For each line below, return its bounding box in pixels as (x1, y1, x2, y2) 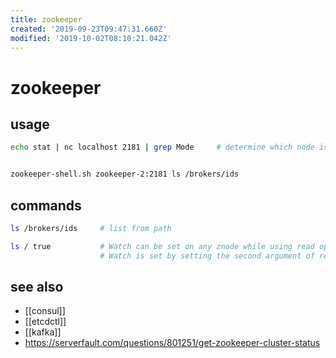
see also (10, 278, 64, 295)
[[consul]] (24, 305, 66, 317)
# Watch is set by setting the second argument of (99, 251, 315, 261)
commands (10, 197, 82, 214)
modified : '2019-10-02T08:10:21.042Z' (10, 33, 172, 43)
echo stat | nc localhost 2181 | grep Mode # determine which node (10, 142, 315, 153)
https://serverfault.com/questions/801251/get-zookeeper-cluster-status (24, 337, 321, 349)
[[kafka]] (24, 326, 62, 338)
